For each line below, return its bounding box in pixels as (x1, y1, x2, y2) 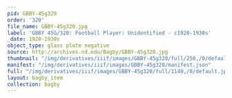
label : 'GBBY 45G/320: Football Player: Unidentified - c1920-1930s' (7, 29, 212, 37)
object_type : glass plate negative (7, 42, 110, 49)
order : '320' (7, 17, 45, 23)
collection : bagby (7, 81, 60, 88)
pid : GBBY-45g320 (7, 10, 57, 17)
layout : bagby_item (7, 74, 64, 81)
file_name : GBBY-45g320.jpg (7, 23, 88, 30)
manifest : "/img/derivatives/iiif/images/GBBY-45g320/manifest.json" (7, 61, 212, 68)
